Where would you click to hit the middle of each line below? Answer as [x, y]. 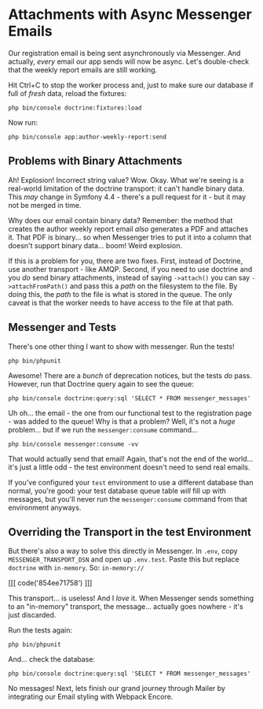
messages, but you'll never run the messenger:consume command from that [128, 499]
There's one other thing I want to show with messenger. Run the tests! [121, 346]
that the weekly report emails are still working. [83, 69]
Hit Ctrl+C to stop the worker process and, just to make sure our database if [131, 85]
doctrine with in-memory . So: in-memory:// [76, 568]
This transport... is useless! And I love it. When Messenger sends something [131, 598]
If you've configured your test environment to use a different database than [131, 482]
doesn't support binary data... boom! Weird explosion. [95, 245]
